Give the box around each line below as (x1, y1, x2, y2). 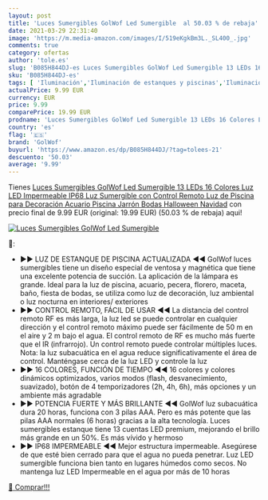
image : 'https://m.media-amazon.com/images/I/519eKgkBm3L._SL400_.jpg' (8, 34, 251, 42)
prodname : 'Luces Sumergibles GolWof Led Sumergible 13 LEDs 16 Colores (8, 116, 255, 124)
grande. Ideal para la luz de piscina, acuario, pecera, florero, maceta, (19, 280, 247, 290)
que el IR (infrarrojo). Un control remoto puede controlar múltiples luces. (19, 339, 258, 349)
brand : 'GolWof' (8, 138, 62, 146)
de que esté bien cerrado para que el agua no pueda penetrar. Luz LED (19, 450, 254, 460)
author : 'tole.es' (8, 57, 69, 65)
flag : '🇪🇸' (8, 130, 48, 138)
